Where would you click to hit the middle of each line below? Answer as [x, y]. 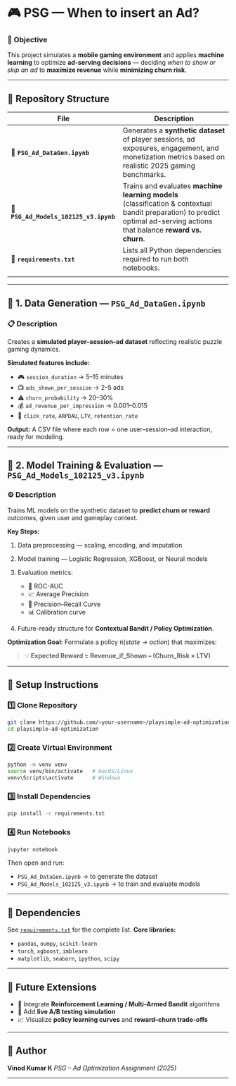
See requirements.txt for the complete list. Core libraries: [92, 930]
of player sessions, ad [159, 140]
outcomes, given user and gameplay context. [73, 517]
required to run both [156, 259]
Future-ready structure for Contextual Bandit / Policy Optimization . [116, 628]
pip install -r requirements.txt [56, 814]
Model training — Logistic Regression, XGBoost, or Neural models [113, 559]
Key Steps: [24, 531]
